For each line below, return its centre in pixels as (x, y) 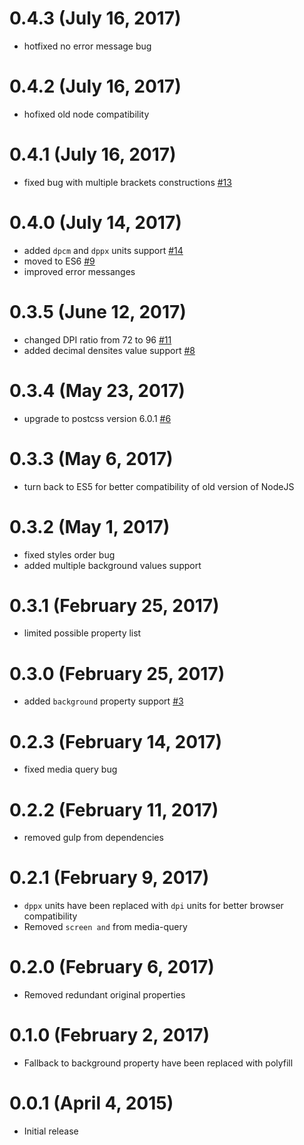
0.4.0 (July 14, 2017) (95, 223)
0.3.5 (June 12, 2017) (98, 311)
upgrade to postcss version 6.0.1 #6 (97, 418)
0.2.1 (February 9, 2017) (109, 878)
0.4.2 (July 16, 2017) (95, 86)
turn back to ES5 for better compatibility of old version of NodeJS (159, 486)
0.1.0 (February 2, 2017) (110, 1035)
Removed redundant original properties (104, 995)
